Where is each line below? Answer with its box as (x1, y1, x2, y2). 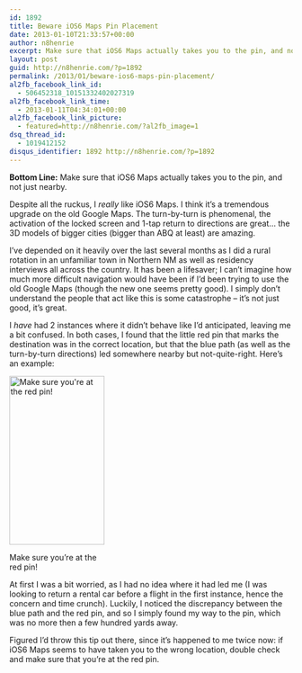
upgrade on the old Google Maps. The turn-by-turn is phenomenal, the (9, 208, 271, 219)
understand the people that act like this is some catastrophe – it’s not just (9, 292, 280, 303)
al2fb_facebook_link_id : (9, 80, 102, 89)
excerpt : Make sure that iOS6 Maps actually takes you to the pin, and (9, 47, 283, 56)
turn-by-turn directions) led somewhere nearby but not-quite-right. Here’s (9, 348, 283, 359)
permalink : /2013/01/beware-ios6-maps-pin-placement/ (9, 72, 216, 81)
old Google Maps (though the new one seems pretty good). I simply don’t (9, 283, 281, 293)
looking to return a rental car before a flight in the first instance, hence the (9, 588, 284, 599)
